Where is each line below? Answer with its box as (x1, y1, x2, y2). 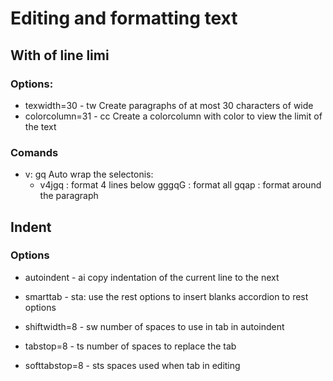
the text (24, 120, 57, 132)
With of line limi (10, 47, 110, 64)
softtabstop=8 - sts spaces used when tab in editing (24, 359, 241, 371)
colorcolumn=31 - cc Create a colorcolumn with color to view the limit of (24, 110, 323, 122)
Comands (10, 145, 59, 159)
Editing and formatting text (10, 7, 238, 30)
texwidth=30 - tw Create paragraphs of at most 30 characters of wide (24, 99, 314, 111)
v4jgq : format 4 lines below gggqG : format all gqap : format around (39, 179, 322, 191)
